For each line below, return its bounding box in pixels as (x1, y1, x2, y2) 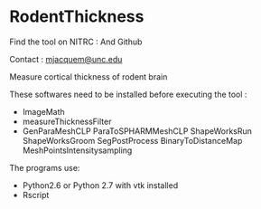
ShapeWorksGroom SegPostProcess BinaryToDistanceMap (22, 135, 243, 146)
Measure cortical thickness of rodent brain (9, 71, 168, 82)
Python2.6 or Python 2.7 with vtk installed (22, 179, 179, 191)
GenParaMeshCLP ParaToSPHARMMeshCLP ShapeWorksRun (22, 125, 253, 137)
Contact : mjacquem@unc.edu (9, 53, 123, 64)
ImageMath (22, 106, 65, 117)
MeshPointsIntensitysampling (22, 145, 133, 156)
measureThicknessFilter (22, 116, 112, 127)
